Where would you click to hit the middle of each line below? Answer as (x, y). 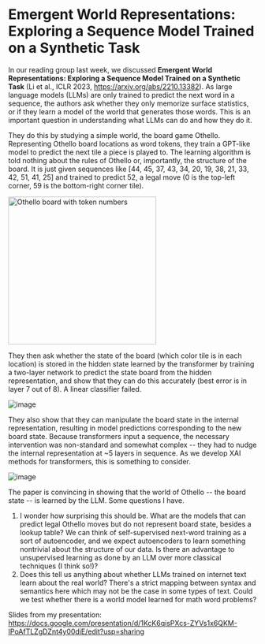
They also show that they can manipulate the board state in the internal (123, 419)
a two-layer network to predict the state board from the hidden (110, 372)
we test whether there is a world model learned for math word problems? (138, 599)
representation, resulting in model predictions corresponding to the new (125, 428)
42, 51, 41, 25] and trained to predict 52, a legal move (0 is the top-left (121, 177)
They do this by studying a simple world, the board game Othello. (114, 135)
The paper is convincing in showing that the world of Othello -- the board (127, 492)
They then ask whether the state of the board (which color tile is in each (125, 356)
